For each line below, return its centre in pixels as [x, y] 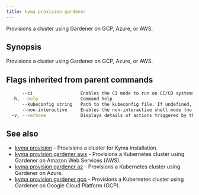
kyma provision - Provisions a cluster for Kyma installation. [86, 148]
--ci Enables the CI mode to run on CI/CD [97, 93]
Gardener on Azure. [39, 173]
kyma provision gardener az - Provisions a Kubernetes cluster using [97, 167]
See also [22, 134]
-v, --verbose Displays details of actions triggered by [99, 115]
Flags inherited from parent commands [80, 79]
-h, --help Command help [62, 99]
